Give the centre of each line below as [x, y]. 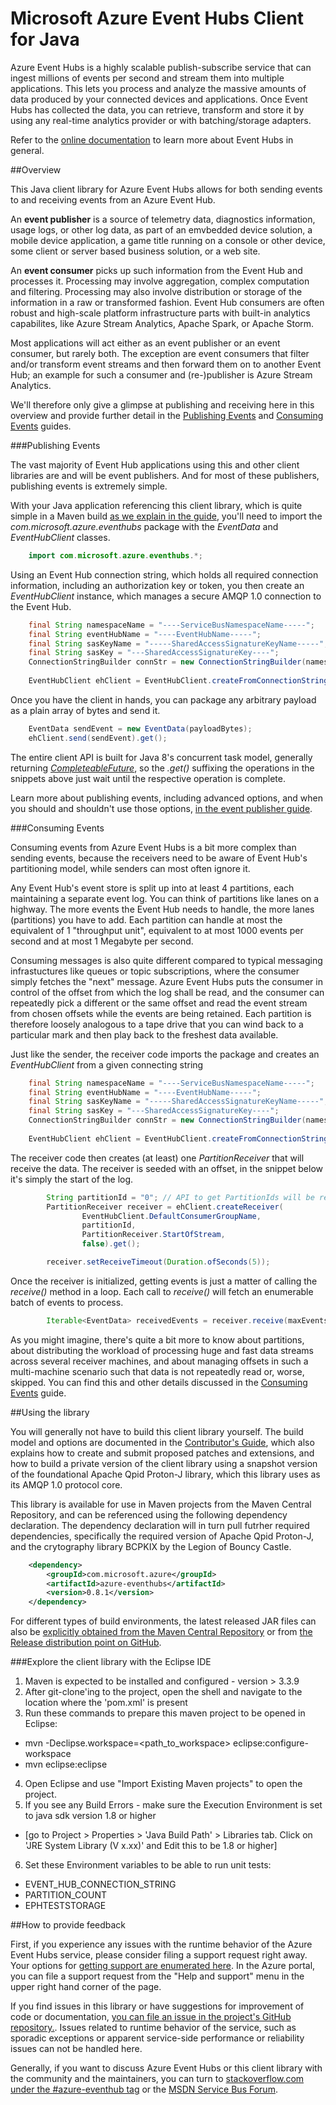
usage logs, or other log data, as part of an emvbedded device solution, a [161, 229]
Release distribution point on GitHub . [86, 1643]
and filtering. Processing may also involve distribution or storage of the [156, 291]
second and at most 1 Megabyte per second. [102, 941]
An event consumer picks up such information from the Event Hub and [156, 270]
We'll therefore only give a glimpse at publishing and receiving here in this [162, 404]
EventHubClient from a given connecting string [107, 1064]
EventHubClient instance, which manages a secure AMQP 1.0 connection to [166, 596]
